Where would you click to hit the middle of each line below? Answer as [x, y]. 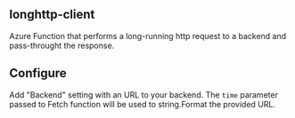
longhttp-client [52, 15]
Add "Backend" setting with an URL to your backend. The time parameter [144, 94]
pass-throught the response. [62, 45]
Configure [38, 73]
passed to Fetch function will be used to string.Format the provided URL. [143, 104]
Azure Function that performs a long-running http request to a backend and [148, 35]
